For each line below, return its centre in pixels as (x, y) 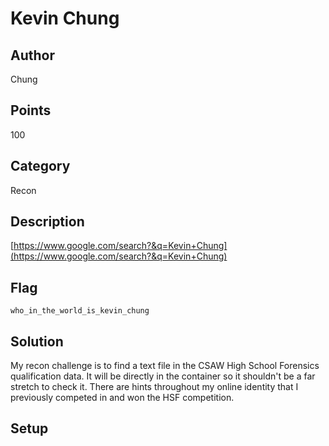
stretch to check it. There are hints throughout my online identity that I (154, 387)
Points (31, 110)
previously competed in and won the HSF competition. (122, 398)
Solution (37, 341)
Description (47, 222)
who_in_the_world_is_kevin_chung (80, 311)
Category (40, 166)
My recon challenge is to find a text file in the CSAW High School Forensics (165, 366)
